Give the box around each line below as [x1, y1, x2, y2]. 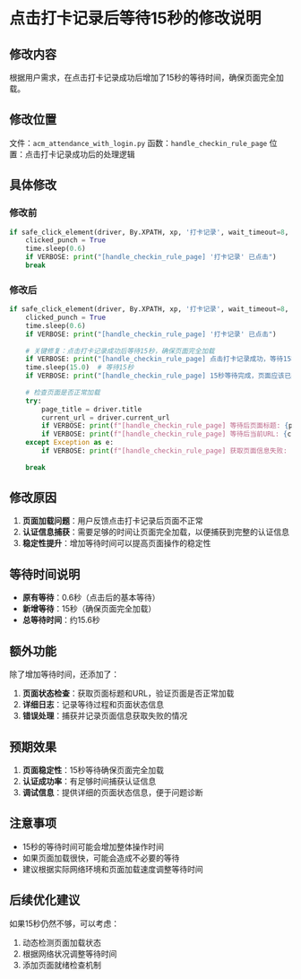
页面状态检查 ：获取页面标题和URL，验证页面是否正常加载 [21, 688, 235, 699]
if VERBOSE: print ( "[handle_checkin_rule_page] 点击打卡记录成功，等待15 [25, 355, 292, 364]
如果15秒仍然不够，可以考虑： [9, 918, 119, 929]
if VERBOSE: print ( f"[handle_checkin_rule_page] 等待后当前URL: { [41, 429, 288, 439]
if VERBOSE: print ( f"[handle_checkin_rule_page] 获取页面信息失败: [41, 446, 288, 455]
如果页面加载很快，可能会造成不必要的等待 [21, 853, 180, 863]
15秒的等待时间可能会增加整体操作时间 [21, 841, 164, 852]
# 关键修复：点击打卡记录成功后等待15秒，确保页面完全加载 [25, 346, 215, 355]
